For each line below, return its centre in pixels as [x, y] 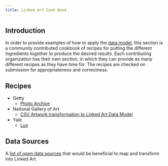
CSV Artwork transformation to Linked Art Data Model [76, 115]
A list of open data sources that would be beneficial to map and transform [82, 154]
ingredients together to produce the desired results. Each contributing [78, 53]
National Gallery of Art [36, 109]
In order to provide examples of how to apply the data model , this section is [84, 43]
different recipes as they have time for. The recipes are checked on [75, 65]
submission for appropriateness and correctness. [57, 70]
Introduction [25, 31]
